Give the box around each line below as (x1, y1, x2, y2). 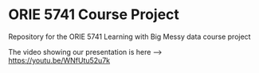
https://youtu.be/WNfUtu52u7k (8, 56, 110, 65)
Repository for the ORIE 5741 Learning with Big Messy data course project (8, 32, 251, 41)
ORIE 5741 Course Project (8, 6, 179, 24)
